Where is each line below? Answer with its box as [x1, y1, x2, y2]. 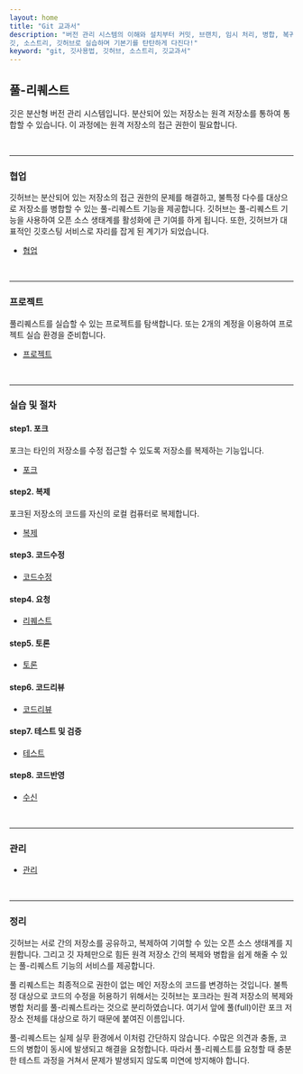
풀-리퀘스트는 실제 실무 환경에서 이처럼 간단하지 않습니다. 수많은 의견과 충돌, [9, 1032, 278, 1042]
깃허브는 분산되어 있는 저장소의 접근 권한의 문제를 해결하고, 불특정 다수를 [9, 192, 264, 203]
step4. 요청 [9, 593, 51, 604]
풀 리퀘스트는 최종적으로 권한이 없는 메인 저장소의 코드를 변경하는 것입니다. [9, 979, 272, 990]
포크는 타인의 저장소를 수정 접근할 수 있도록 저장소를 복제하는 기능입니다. [9, 445, 264, 455]
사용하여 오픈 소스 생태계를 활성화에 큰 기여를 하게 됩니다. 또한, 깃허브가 [25, 215, 279, 225]
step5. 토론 [9, 638, 50, 648]
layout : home [9, 13, 59, 23]
